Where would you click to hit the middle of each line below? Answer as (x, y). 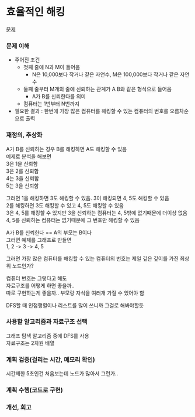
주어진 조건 (27, 60)
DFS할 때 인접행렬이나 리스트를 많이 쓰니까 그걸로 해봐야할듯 (75, 305)
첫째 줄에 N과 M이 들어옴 (52, 67)
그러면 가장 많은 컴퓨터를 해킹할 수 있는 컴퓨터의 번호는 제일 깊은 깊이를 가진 (93, 258)
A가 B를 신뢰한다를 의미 (59, 97)
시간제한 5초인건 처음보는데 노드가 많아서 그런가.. (62, 374)
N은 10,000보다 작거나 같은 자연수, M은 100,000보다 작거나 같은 (105, 74)
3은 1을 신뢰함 (22, 163)
